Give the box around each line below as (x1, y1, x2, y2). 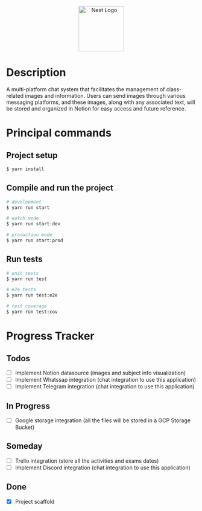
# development (6, 199, 42, 205)
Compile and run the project (6, 183, 113, 193)
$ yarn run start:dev (6, 221, 61, 227)
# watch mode (6, 215, 39, 222)
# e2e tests (6, 287, 36, 293)
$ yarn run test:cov (6, 309, 58, 315)
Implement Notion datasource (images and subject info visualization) (14, 369, 186, 376)
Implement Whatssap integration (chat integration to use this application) (14, 376, 197, 383)
